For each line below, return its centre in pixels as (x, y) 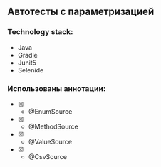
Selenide (31, 70)
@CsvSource (48, 156)
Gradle (27, 55)
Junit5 (27, 63)
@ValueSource (50, 141)
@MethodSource (53, 126)
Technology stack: (40, 32)
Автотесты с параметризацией (81, 12)
